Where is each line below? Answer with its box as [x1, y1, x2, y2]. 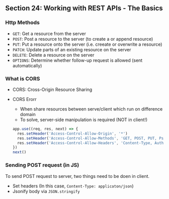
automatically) [12, 62, 42, 68]
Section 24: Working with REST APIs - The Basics [5, 4, 163, 13]
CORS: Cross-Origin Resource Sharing [12, 86, 93, 92]
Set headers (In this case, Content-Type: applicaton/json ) [12, 183, 134, 189]
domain [20, 111, 36, 117]
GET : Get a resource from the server [12, 30, 87, 37]
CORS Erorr [12, 96, 37, 102]
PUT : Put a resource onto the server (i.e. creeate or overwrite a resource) [12, 41, 162, 47]
